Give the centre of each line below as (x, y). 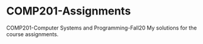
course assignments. (33, 34)
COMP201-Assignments (69, 11)
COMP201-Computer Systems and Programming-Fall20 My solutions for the (102, 28)
